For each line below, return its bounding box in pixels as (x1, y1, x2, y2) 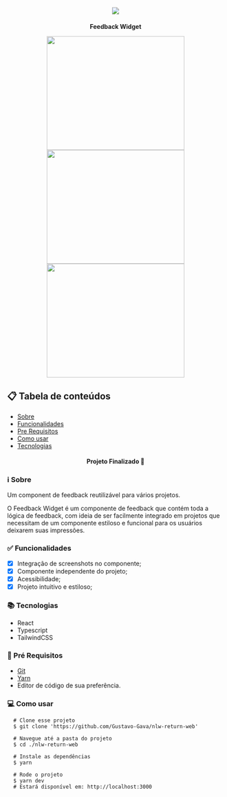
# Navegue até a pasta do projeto (13, 735, 112, 742)
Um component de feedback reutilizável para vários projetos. (7, 491, 181, 499)
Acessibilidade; (17, 574, 61, 583)
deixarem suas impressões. (7, 526, 85, 534)
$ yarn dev (13, 777, 45, 784)
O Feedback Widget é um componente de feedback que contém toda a (7, 504, 208, 513)
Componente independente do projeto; (17, 567, 128, 575)
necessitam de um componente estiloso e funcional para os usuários (7, 519, 203, 527)
